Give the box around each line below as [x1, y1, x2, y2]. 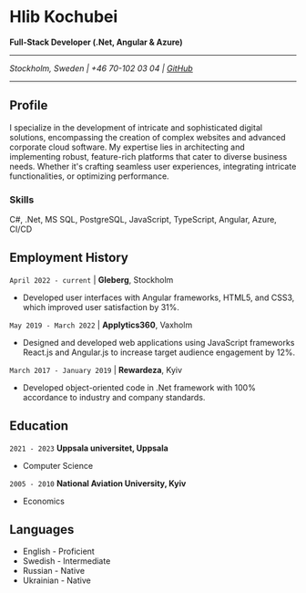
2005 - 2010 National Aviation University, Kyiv [9, 477, 187, 489]
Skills [9, 193, 35, 206]
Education [9, 418, 69, 434]
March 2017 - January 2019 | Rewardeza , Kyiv [9, 364, 183, 375]
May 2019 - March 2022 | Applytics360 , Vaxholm [9, 319, 193, 330]
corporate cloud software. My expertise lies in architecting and [9, 141, 246, 152]
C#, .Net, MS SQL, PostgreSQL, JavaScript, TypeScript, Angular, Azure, [9, 214, 278, 225]
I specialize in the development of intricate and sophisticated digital [9, 121, 262, 133]
